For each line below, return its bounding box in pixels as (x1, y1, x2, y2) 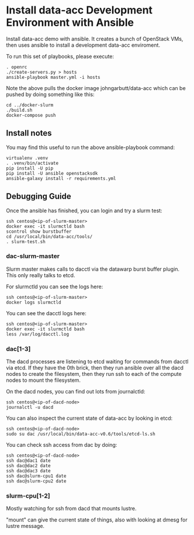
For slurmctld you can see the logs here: (6, 283, 103, 290)
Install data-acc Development (6, 4, 153, 17)
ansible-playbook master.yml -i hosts (6, 74, 101, 80)
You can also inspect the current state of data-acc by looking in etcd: (6, 415, 173, 422)
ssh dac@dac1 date (6, 458, 51, 464)
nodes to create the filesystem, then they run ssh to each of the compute (6, 371, 182, 378)
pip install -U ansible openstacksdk (6, 170, 98, 176)
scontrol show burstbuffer (6, 229, 72, 234)
